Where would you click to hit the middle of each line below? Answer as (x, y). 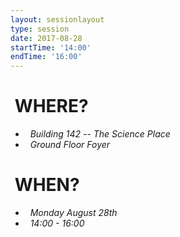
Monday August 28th (73, 212)
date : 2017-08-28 (46, 38)
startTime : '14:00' (51, 47)
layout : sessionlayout (57, 19)
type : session (40, 29)
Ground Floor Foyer (70, 145)
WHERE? (51, 106)
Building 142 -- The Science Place (100, 134)
